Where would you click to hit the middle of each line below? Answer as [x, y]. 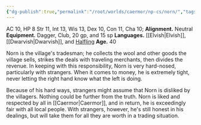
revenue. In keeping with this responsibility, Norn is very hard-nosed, [91, 66]
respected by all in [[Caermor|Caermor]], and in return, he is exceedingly [96, 103]
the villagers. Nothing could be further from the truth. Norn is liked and [93, 96]
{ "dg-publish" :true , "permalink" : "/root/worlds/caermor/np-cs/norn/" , [95, 12]
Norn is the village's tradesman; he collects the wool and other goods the [97, 53]
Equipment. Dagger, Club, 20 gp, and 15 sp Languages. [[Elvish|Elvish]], [96, 35]
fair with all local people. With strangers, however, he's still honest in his [95, 109]
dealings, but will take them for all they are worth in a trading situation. [93, 115]
